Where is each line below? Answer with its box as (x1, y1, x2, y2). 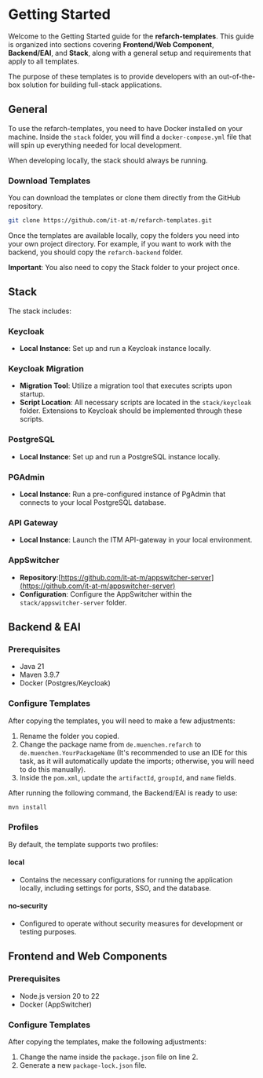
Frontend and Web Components (8, 950, 167, 963)
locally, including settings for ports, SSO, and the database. (19, 883, 212, 893)
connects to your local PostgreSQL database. (19, 497, 166, 507)
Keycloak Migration (8, 363, 84, 374)
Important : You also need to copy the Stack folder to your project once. (8, 262, 240, 272)
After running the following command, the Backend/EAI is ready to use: (8, 787, 238, 798)
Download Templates (8, 175, 91, 186)
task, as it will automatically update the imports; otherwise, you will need (19, 756, 254, 766)
